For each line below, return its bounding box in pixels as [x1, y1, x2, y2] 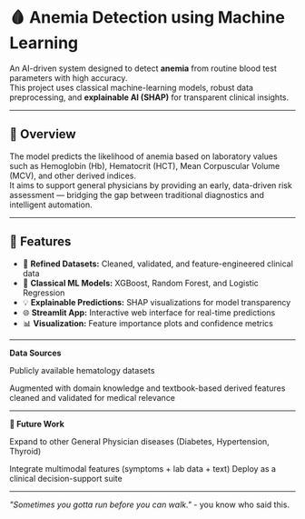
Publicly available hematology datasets [9, 364, 155, 375]
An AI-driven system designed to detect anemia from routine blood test [9, 63, 277, 74]
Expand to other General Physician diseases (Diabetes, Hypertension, [9, 435, 270, 446]
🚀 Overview [9, 126, 76, 142]
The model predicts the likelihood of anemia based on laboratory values [9, 151, 279, 162]
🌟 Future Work [9, 418, 65, 429]
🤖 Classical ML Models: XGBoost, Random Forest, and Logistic [22, 277, 259, 288]
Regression [22, 287, 65, 298]
